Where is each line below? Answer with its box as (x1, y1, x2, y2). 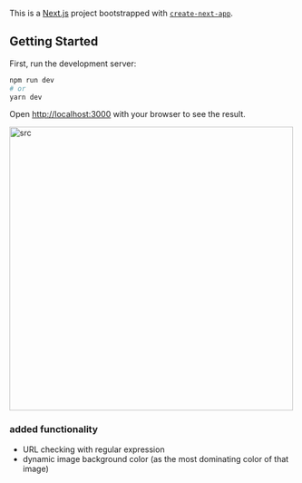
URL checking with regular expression (22, 444, 165, 455)
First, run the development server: (9, 58, 137, 69)
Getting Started (9, 34, 99, 49)
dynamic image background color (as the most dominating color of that (22, 453, 289, 464)
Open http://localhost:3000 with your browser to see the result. (9, 109, 247, 120)
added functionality (9, 423, 98, 436)
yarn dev (9, 93, 43, 102)
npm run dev (9, 75, 54, 84)
